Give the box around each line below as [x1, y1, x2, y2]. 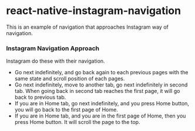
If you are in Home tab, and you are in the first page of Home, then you [14, 112, 186, 119]
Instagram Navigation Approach [6, 44, 100, 52]
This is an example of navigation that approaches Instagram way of [6, 23, 169, 30]
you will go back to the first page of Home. [14, 106, 119, 113]
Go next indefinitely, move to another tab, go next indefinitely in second [14, 81, 188, 88]
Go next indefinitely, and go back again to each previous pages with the [14, 69, 189, 76]
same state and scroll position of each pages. [14, 75, 125, 82]
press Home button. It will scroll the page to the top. [14, 119, 140, 126]
